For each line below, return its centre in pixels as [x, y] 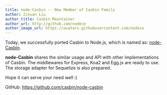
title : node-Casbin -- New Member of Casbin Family [60, 10]
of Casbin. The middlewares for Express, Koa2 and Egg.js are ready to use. [82, 63]
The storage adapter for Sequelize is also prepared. [58, 68]
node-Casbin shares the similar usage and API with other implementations [82, 57]
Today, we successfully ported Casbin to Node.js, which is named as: [77, 42]
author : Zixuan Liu [25, 14]
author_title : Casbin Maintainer [40, 19]
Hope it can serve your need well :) [41, 78]
